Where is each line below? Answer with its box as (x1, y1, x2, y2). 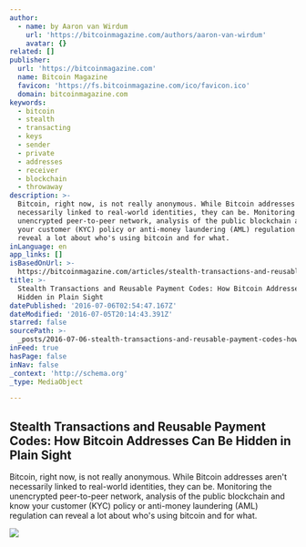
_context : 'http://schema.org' (9, 369, 128, 378)
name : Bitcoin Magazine (17, 73, 107, 82)
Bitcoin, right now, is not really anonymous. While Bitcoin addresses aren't (9, 471, 288, 482)
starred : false (9, 318, 67, 328)
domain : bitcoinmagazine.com (17, 89, 128, 98)
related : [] (9, 47, 55, 56)
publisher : (9, 56, 51, 65)
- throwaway (17, 183, 64, 192)
